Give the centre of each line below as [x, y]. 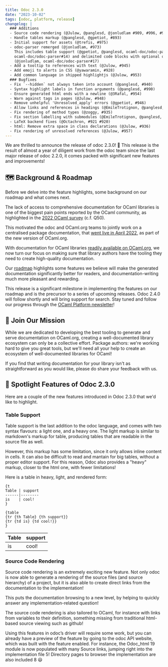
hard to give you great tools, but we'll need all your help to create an [75, 348]
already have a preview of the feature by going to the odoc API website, [79, 638]
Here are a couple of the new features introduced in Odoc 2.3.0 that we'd [80, 396]
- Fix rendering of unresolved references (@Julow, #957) [71, 131]
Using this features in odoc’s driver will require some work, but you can [78, 633]
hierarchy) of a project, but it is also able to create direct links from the [78, 583]
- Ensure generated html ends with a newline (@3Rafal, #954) [76, 94]
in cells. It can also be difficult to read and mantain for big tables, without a [82, 457]
